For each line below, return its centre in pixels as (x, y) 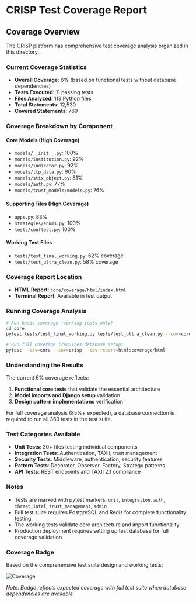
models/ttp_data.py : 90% (45, 172)
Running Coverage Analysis (46, 311)
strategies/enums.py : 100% (48, 223)
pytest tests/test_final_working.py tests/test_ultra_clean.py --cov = (94, 334)
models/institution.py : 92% (49, 159)
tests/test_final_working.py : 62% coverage (69, 256)
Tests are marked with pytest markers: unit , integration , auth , (90, 499)
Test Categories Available (43, 435)
